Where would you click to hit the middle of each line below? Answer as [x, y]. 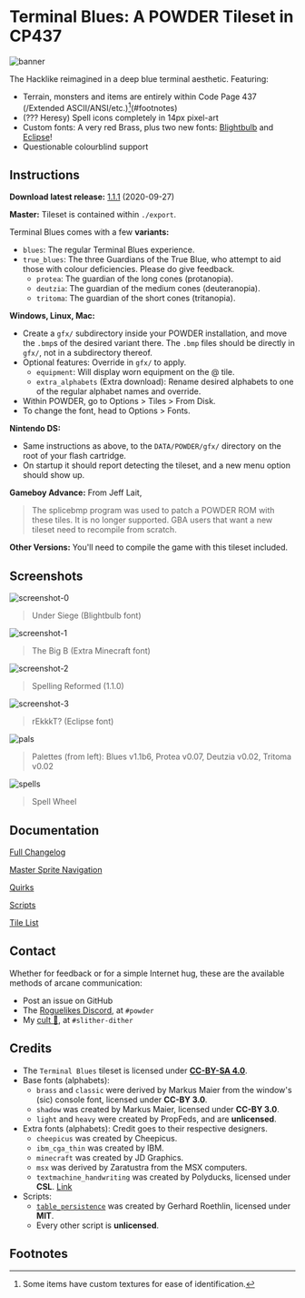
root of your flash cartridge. [74, 456]
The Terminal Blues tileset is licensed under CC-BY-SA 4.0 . [135, 1070]
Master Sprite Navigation [56, 870]
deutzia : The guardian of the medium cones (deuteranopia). [148, 289]
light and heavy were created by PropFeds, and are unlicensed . [156, 1119]
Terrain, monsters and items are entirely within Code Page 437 [139, 96]
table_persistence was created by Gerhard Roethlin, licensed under [163, 1206]
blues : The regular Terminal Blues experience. [108, 250]
